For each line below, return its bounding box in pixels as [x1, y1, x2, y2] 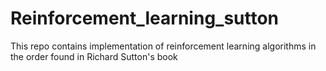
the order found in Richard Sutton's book [10, 50, 178, 62]
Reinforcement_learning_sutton [10, 7, 280, 30]
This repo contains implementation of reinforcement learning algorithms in [10, 40, 317, 52]
